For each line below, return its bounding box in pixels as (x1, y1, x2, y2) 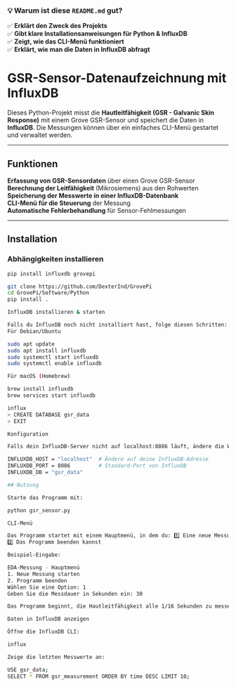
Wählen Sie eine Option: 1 (7, 584, 86, 591)
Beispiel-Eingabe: (7, 551, 61, 558)
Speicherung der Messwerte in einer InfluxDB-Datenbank (7, 192, 179, 200)
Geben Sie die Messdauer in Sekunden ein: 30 (7, 590, 143, 597)
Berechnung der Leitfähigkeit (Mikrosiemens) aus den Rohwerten (7, 184, 199, 192)
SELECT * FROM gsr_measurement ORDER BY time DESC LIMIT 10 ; (7, 673, 190, 680)
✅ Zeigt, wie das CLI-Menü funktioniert (7, 37, 124, 46)
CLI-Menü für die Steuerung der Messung (7, 199, 131, 207)
